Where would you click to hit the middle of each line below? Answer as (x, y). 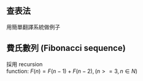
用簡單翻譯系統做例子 (33, 27)
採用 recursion (25, 64)
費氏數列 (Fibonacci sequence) (66, 48)
